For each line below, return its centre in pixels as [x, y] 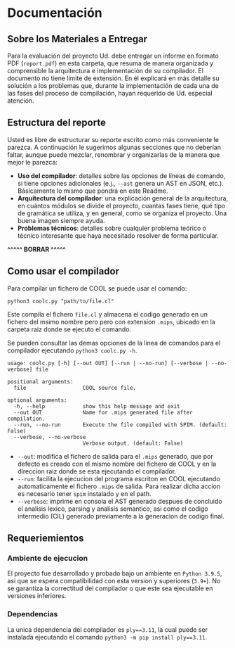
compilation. [26, 419]
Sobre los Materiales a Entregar [78, 39]
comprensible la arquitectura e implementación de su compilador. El [105, 71]
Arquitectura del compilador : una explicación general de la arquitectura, [123, 198]
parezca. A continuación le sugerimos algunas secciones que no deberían [114, 147]
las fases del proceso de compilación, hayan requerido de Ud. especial [110, 93]
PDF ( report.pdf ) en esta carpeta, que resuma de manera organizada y [110, 63]
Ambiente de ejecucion [48, 558]
